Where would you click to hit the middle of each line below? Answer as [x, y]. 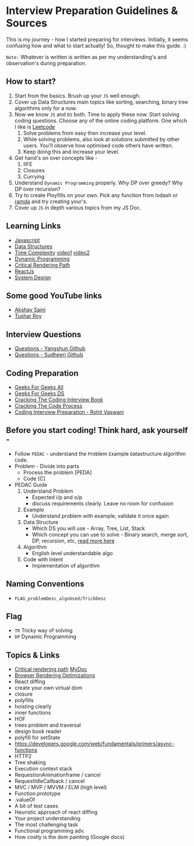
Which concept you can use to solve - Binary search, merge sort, [110, 534]
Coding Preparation [42, 373]
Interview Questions [44, 334]
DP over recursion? [38, 189]
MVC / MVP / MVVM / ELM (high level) [61, 787]
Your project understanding [47, 819]
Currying [34, 176]
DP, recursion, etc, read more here [73, 541]
